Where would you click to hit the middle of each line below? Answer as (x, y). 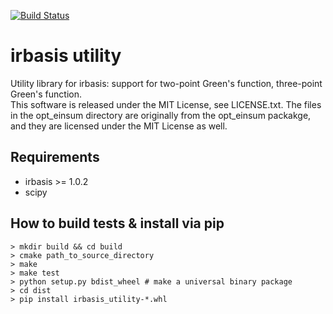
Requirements (55, 157)
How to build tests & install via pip (117, 223)
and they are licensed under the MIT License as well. (119, 126)
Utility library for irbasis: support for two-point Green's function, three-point (166, 83)
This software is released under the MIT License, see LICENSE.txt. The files (166, 104)
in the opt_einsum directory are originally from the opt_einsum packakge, (161, 115)
